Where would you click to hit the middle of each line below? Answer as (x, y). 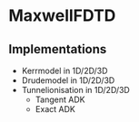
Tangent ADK (60, 99)
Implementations (58, 49)
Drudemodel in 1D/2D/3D (68, 80)
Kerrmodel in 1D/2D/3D (65, 70)
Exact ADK (55, 109)
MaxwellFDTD (62, 16)
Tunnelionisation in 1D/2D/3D (76, 90)
